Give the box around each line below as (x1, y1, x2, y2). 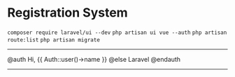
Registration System (7, 5, 128, 21)
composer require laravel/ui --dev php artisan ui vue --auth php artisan (7, 29, 227, 36)
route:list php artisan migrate (7, 36, 100, 43)
